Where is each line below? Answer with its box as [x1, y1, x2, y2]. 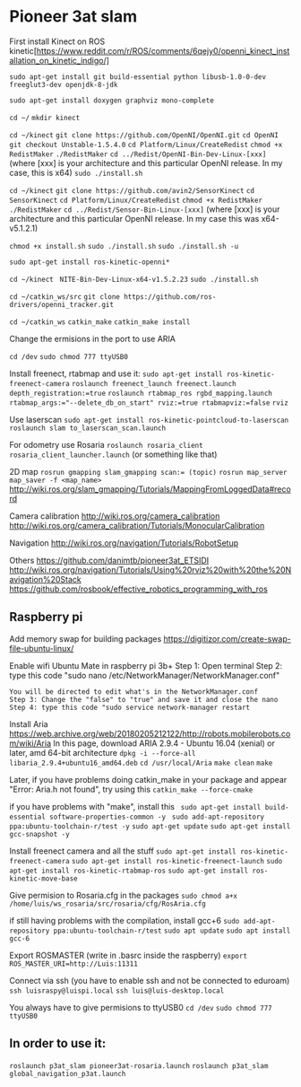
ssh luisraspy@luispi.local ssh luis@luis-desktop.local [9, 986, 225, 995]
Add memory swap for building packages [9, 633, 162, 644]
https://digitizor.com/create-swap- [163, 633, 291, 644]
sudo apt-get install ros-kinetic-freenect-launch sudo [71, 856, 283, 865]
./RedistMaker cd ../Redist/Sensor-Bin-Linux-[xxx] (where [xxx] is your [9, 204, 280, 215]
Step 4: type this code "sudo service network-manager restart [9, 703, 251, 712]
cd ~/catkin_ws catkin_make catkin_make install [9, 317, 191, 327]
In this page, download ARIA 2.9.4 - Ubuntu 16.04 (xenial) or [53, 738, 275, 749]
